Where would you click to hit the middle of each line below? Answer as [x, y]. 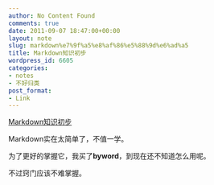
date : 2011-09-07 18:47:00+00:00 [64, 31]
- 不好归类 [24, 83]
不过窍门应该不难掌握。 [47, 173]
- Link [19, 98]
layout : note [30, 38]
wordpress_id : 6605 [41, 61]
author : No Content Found [51, 16]
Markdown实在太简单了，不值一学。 [68, 139]
